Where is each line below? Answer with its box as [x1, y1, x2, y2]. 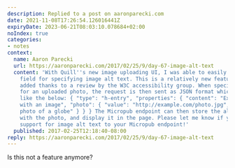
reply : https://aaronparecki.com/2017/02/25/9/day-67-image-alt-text [7, 134, 215, 141]
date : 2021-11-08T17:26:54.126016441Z [7, 17, 120, 24]
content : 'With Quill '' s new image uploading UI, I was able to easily [13, 69, 227, 76]
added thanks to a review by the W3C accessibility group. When [20, 82, 211, 89]
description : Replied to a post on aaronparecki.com [7, 10, 164, 17]
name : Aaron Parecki [13, 56, 73, 63]
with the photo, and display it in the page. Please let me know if [20, 114, 224, 121]
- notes [7, 43, 30, 50]
